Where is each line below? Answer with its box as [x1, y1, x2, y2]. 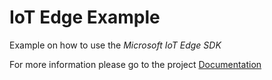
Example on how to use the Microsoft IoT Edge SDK [9, 39, 222, 51]
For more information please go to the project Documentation [9, 58, 262, 70]
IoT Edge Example [9, 6, 161, 29]
